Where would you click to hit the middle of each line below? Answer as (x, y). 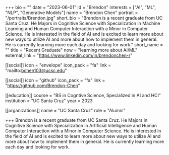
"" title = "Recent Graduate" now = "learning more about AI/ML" (71, 50)
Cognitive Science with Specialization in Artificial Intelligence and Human (81, 126)
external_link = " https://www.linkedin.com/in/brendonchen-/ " (69, 55)
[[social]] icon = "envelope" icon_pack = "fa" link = (58, 65)
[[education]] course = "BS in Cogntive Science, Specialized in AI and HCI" (83, 95)
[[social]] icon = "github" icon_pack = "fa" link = (55, 80)
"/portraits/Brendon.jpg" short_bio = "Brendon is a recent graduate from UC (84, 18)
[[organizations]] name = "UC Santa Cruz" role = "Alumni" (66, 110)
